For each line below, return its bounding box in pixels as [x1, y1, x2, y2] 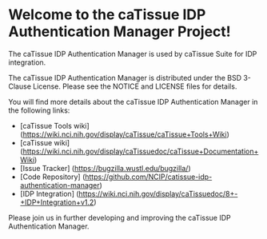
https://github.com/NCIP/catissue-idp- [85, 172, 213, 181]
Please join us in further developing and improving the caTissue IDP [8, 213, 231, 222]
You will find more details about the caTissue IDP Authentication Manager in [8, 97, 258, 106]
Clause [8, 82, 32, 91]
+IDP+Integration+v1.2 [19, 197, 94, 207]
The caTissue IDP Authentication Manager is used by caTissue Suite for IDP [8, 49, 257, 58]
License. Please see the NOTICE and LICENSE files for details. [33, 82, 237, 91]
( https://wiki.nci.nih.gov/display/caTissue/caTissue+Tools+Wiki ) [19, 129, 230, 139]
